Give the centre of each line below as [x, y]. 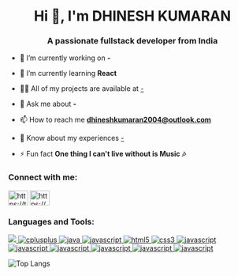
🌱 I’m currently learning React [68, 74]
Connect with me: [43, 177]
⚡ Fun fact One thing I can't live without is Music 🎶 [103, 154]
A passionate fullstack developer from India [132, 41]
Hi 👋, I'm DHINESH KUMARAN [132, 16]
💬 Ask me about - [48, 104]
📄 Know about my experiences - [72, 138]
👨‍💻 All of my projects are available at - [82, 89]
